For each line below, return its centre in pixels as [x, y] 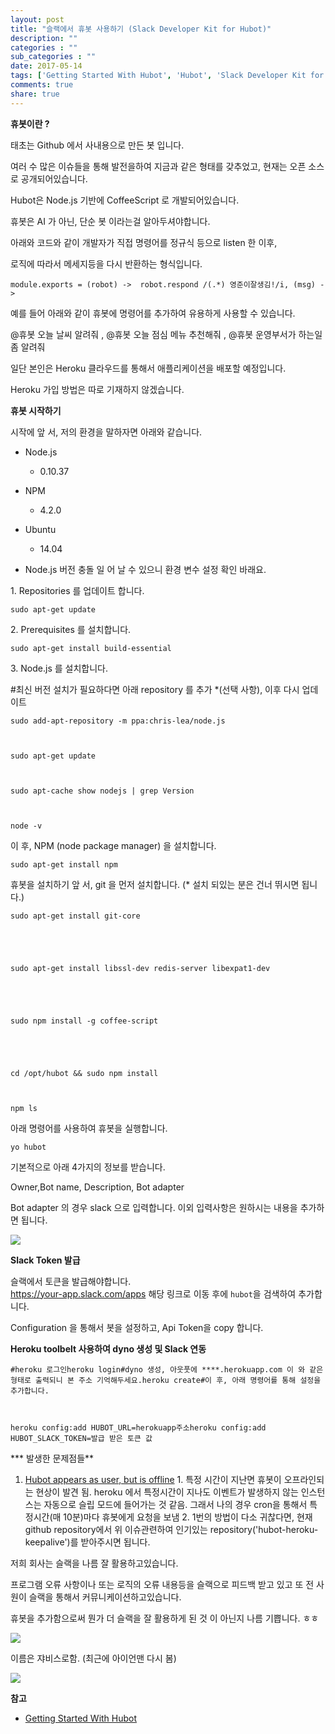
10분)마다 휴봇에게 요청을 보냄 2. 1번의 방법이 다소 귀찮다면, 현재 [188, 1517]
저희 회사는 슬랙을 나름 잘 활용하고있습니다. [94, 1563]
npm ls [24, 1108]
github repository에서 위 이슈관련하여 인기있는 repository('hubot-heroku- [171, 1529]
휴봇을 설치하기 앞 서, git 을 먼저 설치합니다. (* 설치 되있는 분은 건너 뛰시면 [155, 884]
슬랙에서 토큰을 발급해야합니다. [71, 1281]
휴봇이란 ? [30, 123]
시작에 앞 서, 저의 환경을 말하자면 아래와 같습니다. [106, 432]
